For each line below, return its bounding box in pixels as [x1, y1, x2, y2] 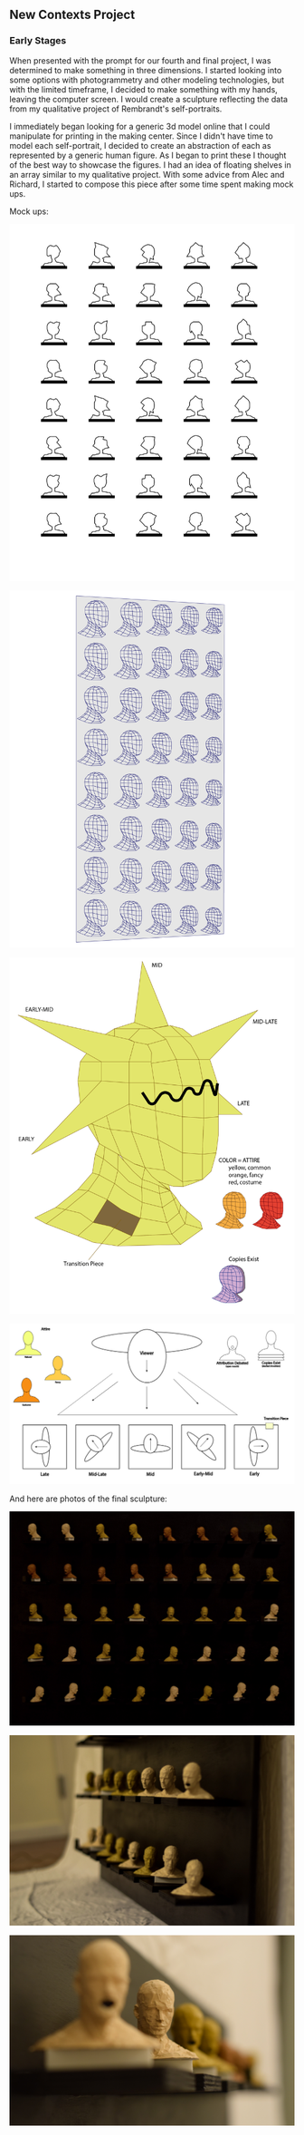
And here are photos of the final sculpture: [9, 1493, 167, 1504]
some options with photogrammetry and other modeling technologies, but [9, 74, 285, 85]
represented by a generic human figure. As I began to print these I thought [9, 150, 287, 160]
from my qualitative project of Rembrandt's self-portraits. [9, 103, 223, 114]
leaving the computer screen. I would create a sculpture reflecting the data [9, 93, 288, 104]
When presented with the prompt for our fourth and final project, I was [9, 54, 271, 66]
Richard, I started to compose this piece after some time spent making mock [9, 179, 294, 189]
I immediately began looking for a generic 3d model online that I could [9, 121, 271, 131]
